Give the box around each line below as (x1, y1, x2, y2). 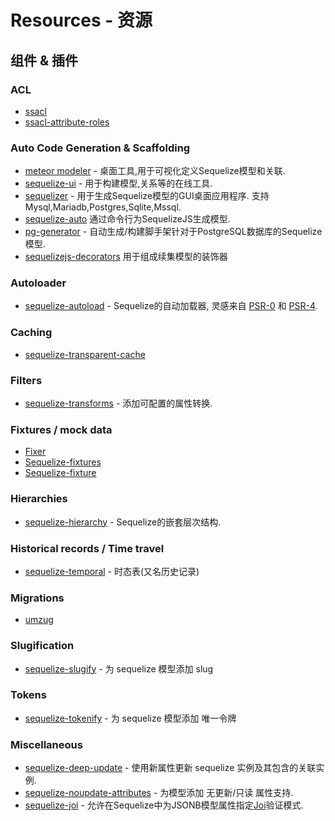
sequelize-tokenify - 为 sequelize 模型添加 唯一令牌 (24, 712, 237, 724)
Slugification (10, 639, 75, 653)
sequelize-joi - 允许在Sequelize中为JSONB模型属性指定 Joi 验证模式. (24, 799, 304, 811)
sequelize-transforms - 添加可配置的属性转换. (24, 397, 213, 410)
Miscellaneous (10, 737, 83, 751)
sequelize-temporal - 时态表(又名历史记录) (24, 565, 200, 577)
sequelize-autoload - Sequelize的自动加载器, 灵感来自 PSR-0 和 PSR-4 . (24, 300, 318, 312)
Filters (10, 373, 43, 387)
